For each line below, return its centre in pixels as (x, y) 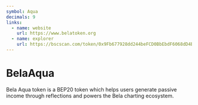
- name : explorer (33, 39)
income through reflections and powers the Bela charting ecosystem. (90, 96)
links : (14, 22)
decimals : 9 (21, 17)
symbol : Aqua (22, 11)
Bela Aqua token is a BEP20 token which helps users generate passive (92, 89)
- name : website (31, 28)
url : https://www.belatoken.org (56, 33)
